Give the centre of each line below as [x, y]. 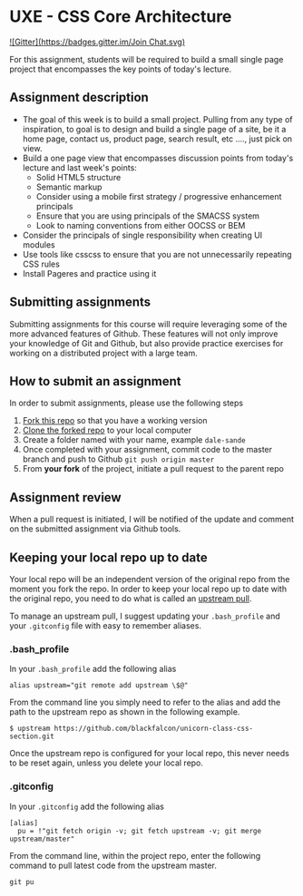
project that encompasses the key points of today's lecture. [121, 69]
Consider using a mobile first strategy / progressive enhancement [159, 196]
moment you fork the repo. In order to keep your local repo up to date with [148, 589]
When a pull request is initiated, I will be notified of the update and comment [152, 520]
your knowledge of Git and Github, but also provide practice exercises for [147, 343]
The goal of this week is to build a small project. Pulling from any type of [157, 119]
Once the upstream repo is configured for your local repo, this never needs [150, 754]
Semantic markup [69, 187]
